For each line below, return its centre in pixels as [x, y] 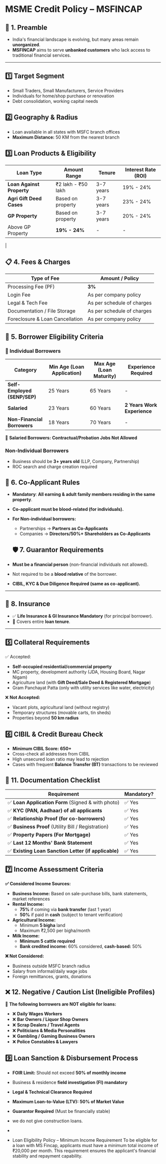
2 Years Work [141, 405]
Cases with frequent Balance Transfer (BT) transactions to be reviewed [85, 765]
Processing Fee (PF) [31, 287]
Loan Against [23, 184]
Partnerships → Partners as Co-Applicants [64, 529]
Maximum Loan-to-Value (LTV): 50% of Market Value [68, 1101]
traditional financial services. [41, 55]
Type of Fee [45, 278]
